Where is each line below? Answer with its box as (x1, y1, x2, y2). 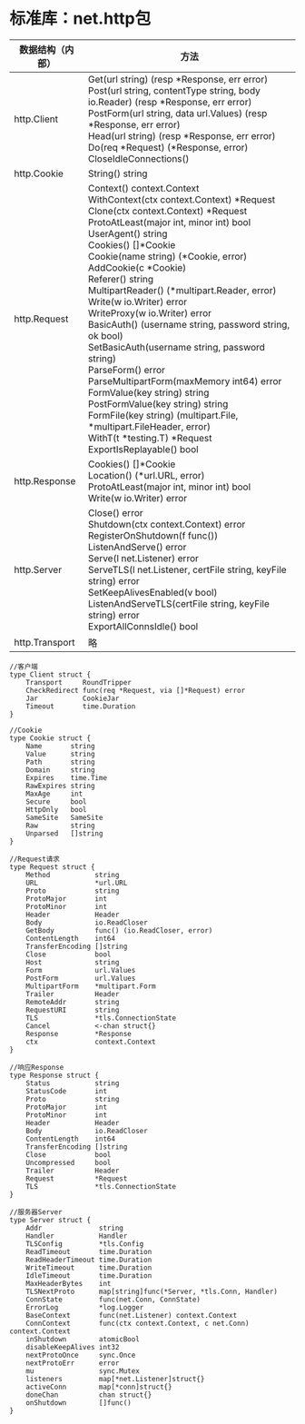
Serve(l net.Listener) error (87, 551, 200, 564)
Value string (25, 749, 95, 758)
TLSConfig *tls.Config (25, 1239, 144, 1249)
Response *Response (25, 1029, 132, 1038)
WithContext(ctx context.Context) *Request (87, 193, 276, 205)
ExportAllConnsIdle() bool (87, 619, 199, 632)
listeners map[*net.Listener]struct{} (25, 1374, 205, 1383)
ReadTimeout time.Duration (25, 1247, 152, 1256)
